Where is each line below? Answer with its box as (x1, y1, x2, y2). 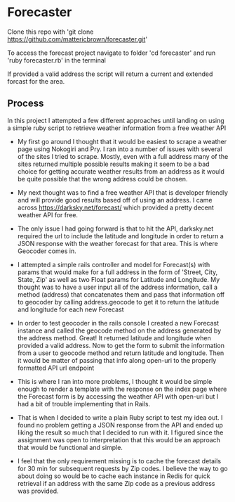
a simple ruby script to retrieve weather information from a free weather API (7, 124, 227, 132)
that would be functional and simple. (17, 443, 123, 451)
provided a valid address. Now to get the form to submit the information (17, 341, 224, 349)
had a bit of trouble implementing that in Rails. (17, 399, 151, 408)
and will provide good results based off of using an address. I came (17, 195, 213, 204)
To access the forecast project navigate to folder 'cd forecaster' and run (7, 49, 216, 57)
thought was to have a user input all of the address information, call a (17, 283, 218, 291)
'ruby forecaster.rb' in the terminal (7, 56, 107, 64)
